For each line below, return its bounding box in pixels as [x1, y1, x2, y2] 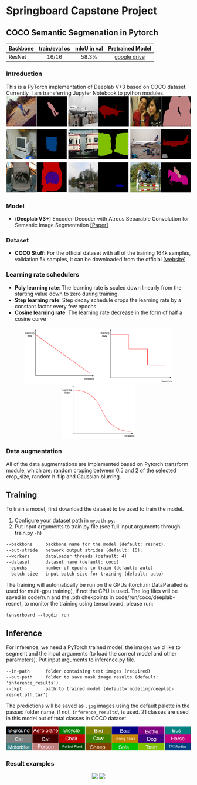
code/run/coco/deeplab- [115, 594, 175, 601]
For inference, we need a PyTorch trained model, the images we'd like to [6, 644, 181, 651]
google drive [114, 53, 145, 60]
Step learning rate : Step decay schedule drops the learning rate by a [14, 296, 182, 304]
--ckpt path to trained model [6, 686, 101, 692]
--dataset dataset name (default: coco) [6, 559, 119, 566]
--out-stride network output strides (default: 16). [6, 547, 143, 554]
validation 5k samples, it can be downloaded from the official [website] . [14, 256, 188, 263]
